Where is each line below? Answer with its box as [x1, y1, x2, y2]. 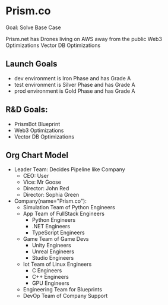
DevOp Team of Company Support [23, 293, 108, 300]
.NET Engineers [31, 223, 71, 230]
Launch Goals [5, 59, 58, 69]
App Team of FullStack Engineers [23, 210, 105, 218]
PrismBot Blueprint [14, 120, 61, 127]
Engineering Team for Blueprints [23, 286, 102, 293]
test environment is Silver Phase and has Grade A [14, 81, 135, 88]
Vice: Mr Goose [23, 178, 62, 185]
